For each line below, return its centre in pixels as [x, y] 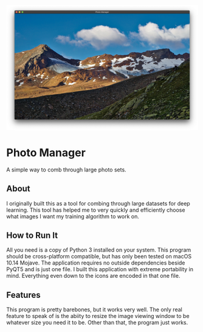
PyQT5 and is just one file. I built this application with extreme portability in [100, 269]
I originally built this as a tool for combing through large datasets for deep [98, 203]
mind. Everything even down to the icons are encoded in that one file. [93, 276]
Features [23, 295]
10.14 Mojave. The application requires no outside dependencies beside [96, 263]
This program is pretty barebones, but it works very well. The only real [94, 310]
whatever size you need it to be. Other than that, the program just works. [97, 323]
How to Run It [32, 235]
